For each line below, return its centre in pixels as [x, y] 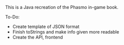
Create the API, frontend [38, 37]
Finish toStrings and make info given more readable [66, 32]
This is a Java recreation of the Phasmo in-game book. [62, 7]
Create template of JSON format [46, 26]
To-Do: [13, 17]
